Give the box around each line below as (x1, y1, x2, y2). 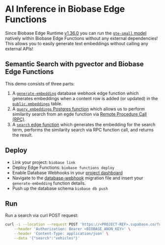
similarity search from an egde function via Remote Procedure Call (12, 111, 147, 117)
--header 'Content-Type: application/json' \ (14, 231, 109, 236)
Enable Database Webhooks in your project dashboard (12, 169, 123, 175)
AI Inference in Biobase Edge (5, 3, 125, 15)
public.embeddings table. (12, 101, 63, 107)
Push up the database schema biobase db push (12, 185, 108, 191)
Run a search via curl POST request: (5, 213, 79, 218)
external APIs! (5, 46, 33, 52)
